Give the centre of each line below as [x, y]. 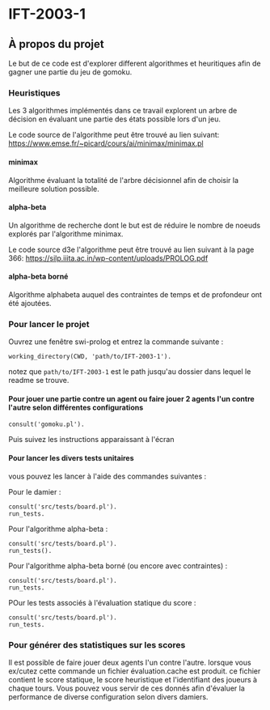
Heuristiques [34, 92]
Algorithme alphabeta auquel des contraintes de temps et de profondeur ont [135, 294]
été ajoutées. [30, 303]
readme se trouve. [39, 381]
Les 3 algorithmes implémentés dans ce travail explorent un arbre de [123, 111]
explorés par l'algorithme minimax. [66, 234]
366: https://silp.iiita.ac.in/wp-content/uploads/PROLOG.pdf [108, 258]
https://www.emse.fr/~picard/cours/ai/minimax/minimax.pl [106, 143]
